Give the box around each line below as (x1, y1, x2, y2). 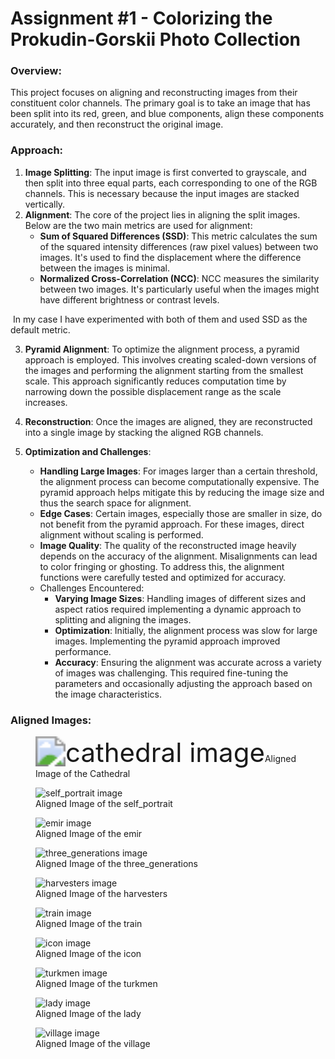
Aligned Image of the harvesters (35, 888, 168, 900)
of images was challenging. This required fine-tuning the (54, 667, 289, 679)
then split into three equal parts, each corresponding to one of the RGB (24, 177, 318, 189)
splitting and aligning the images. (54, 613, 192, 626)
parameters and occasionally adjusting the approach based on (54, 677, 313, 689)
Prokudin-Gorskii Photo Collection (10, 28, 301, 51)
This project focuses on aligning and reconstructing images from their (10, 87, 298, 99)
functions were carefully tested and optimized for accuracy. (39, 571, 287, 583)
